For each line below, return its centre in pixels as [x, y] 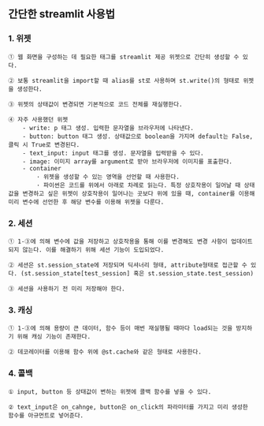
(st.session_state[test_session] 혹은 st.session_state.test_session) [138, 273]
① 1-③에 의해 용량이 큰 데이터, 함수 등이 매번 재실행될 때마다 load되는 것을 [121, 329]
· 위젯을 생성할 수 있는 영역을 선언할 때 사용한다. [108, 177]
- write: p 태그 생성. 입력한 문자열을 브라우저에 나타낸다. [108, 128]
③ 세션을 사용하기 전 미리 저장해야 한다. [67, 289]
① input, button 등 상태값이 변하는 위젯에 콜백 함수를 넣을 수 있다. [110, 392]
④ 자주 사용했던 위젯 [38, 120]
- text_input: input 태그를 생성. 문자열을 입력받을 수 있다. [113, 153]
